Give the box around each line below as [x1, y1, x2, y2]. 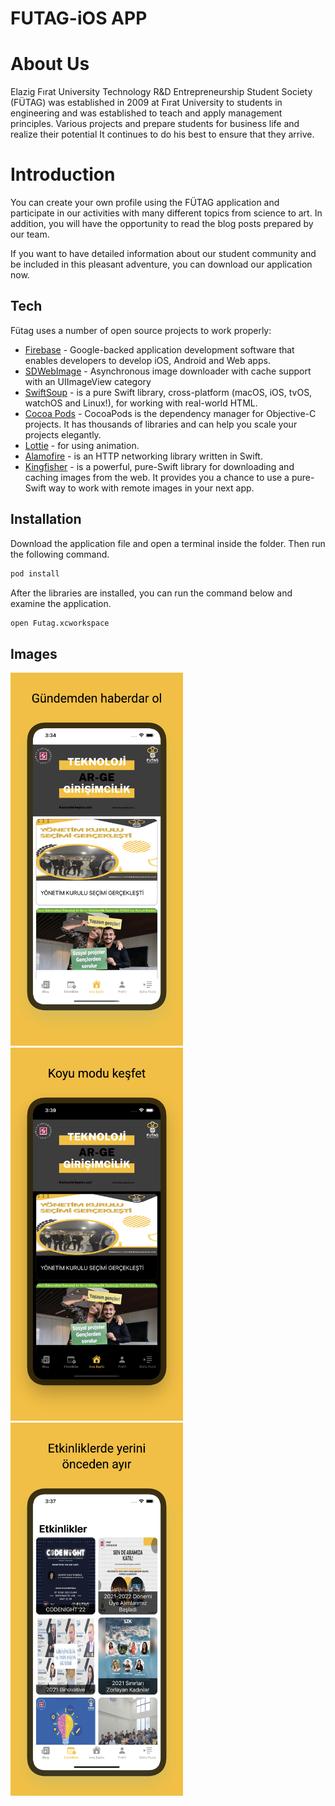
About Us [10, 53, 90, 76]
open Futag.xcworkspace [10, 618, 110, 628]
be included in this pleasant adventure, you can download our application [10, 258, 313, 271]
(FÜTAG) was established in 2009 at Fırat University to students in [10, 97, 283, 109]
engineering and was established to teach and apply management [10, 107, 283, 119]
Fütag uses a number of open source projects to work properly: [10, 324, 272, 336]
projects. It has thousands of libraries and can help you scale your [24, 418, 298, 430]
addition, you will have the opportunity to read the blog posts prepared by [10, 218, 314, 230]
